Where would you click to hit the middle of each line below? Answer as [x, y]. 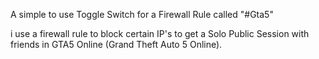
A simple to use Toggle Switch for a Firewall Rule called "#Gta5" [142, 14]
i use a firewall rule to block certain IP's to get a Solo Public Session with [160, 33]
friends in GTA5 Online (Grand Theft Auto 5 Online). [116, 44]
